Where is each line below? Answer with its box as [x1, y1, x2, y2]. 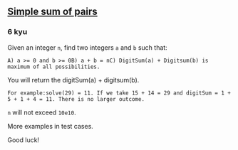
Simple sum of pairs [7, 6, 98, 18]
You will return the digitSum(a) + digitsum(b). [7, 75, 140, 84]
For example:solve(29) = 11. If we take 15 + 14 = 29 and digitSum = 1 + [7, 89, 232, 97]
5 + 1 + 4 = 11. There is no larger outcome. [7, 95, 145, 102]
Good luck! [7, 135, 40, 144]
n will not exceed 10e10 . [7, 108, 76, 117]
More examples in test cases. [7, 122, 94, 130]
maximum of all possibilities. [7, 63, 100, 70]
